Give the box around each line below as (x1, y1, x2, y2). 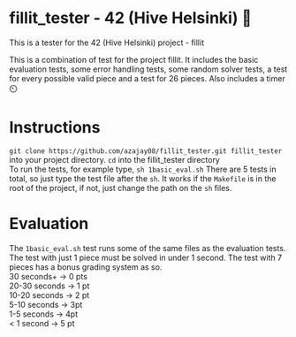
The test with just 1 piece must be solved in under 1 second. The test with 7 (9, 252, 283, 263)
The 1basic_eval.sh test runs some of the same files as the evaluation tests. (9, 242, 286, 253)
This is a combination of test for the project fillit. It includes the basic (9, 54, 259, 65)
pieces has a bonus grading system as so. (9, 261, 163, 272)
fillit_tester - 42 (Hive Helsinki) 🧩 (9, 8, 253, 28)
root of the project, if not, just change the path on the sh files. (9, 182, 232, 193)
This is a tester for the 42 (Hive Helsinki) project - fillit (9, 37, 205, 48)
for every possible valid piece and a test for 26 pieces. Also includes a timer (9, 73, 285, 83)
